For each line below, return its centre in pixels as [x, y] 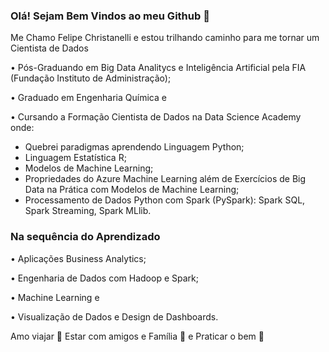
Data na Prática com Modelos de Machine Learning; [132, 190]
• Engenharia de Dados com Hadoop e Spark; [104, 278]
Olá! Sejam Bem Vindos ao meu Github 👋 [110, 16]
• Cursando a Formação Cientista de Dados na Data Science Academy [156, 117]
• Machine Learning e [55, 297]
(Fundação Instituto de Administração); [91, 78]
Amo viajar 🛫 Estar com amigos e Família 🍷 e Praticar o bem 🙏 [137, 336]
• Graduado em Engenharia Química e [88, 98]
